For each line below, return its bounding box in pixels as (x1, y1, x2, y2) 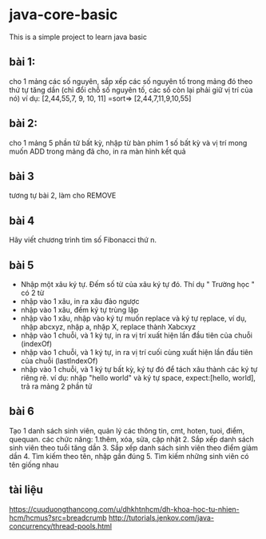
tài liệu (9, 483, 43, 497)
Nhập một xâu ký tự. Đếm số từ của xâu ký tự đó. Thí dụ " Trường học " (20, 280, 255, 289)
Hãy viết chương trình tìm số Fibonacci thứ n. (9, 235, 157, 245)
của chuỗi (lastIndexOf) (20, 356, 98, 365)
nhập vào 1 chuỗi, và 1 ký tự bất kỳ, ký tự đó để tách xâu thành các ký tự (20, 365, 258, 373)
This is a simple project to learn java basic (9, 32, 147, 42)
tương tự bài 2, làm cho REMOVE (9, 190, 117, 201)
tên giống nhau (9, 460, 59, 469)
